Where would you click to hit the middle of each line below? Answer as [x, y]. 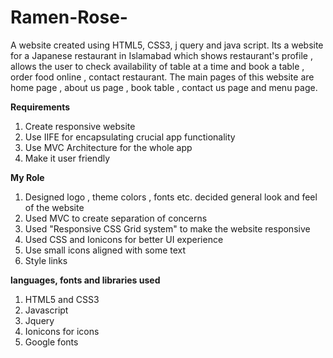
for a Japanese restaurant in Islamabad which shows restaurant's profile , [161, 55]
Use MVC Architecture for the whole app [108, 147]
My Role [27, 177]
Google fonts [51, 342]
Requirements [40, 107]
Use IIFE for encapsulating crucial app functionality [130, 137]
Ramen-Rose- [69, 17]
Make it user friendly [67, 158]
